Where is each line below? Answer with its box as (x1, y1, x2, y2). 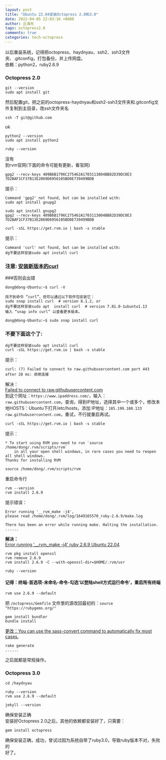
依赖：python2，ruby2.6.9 (5, 62, 59, 67)
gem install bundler (5, 614, 48, 619)
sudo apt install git (5, 90, 50, 95)
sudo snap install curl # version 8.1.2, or (5, 299, 101, 304)
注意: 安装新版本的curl (5, 263, 58, 270)
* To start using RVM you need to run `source (5, 440, 103, 445)
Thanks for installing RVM (5, 457, 61, 463)
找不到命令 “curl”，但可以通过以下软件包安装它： (5, 295, 95, 300)
